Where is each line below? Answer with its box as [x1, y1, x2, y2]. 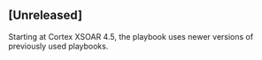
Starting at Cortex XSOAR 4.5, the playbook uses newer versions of [8, 31, 254, 41]
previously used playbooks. [8, 41, 109, 51]
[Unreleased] [8, 8, 83, 23]
